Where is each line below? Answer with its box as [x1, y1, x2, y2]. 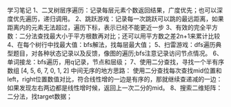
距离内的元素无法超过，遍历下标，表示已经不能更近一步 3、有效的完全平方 [7, 23, 219, 31]
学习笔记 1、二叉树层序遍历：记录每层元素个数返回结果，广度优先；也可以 [7, 6, 217, 14]
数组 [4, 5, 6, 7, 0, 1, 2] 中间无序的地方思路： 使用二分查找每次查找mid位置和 [7, 66, 222, 75]
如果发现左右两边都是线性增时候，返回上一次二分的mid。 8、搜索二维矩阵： [7, 84, 223, 92]
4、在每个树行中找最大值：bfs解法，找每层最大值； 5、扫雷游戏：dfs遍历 [7, 41, 216, 48]
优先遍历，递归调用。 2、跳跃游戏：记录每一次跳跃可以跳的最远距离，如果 [12, 14, 224, 23]
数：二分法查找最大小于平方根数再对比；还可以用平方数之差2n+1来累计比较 [7, 32, 221, 40]
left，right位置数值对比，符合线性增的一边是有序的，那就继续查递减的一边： [7, 75, 223, 83]
